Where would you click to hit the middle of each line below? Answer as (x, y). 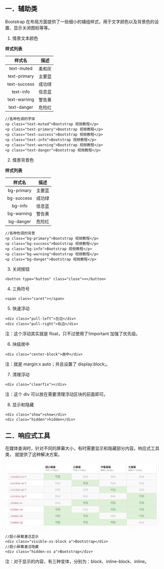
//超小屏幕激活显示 (22, 537)
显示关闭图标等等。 (33, 28)
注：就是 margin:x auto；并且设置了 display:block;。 (58, 364)
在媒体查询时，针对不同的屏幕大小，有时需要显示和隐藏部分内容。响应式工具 (82, 449)
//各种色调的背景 (20, 233)
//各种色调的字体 (20, 119)
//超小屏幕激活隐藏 (22, 547)
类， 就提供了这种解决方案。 (34, 454)
